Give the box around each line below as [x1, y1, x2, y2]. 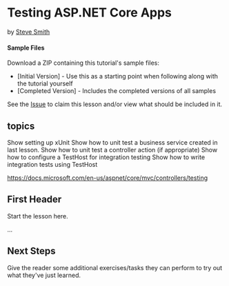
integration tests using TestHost [7, 160, 98, 168]
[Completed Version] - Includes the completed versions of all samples [17, 87, 216, 95]
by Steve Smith [7, 28, 50, 36]
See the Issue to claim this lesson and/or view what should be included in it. [7, 100, 223, 108]
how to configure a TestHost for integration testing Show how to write [7, 153, 206, 161]
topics [7, 120, 35, 132]
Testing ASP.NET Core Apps [7, 5, 172, 21]
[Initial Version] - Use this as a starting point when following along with [17, 72, 219, 81]
